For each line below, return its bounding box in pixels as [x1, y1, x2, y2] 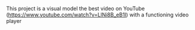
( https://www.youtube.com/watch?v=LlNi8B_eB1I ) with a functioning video [6, 11, 189, 18]
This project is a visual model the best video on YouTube [6, 5, 145, 12]
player [6, 18, 22, 24]
